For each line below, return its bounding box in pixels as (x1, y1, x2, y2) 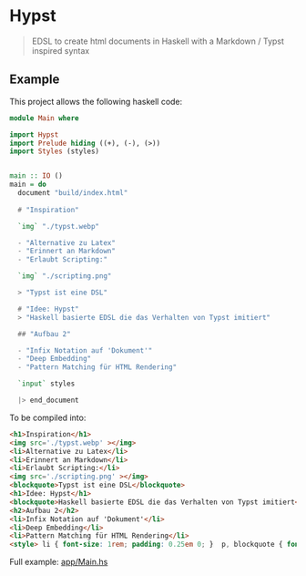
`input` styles (17, 379, 76, 388)
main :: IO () (9, 171, 64, 180)
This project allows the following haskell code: (9, 96, 183, 107)
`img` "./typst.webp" (17, 221, 100, 231)
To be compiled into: (9, 412, 87, 423)
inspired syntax (31, 45, 90, 56)
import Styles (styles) (9, 147, 100, 156)
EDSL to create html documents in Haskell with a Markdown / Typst (31, 36, 285, 46)
